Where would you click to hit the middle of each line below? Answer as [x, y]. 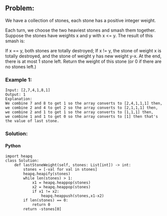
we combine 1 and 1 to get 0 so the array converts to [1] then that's [81, 117]
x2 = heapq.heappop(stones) [61, 187]
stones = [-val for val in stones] [60, 170]
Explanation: [19, 99]
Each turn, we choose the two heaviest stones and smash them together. [80, 30]
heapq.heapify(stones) [47, 174]
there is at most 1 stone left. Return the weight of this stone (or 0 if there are [83, 61]
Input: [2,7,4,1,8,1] [28, 90]
